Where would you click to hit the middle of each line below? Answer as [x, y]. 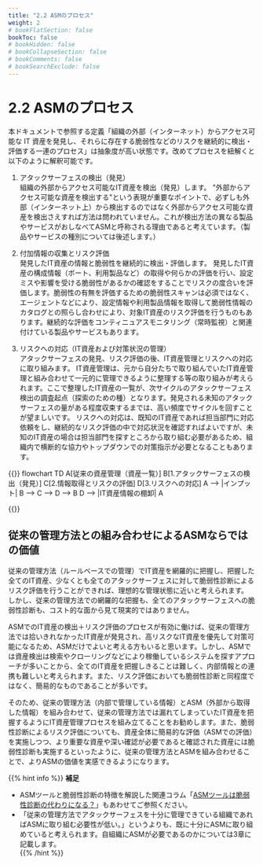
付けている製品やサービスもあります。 [81, 332]
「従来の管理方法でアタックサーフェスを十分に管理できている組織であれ [136, 814]
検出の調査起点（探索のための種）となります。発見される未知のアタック [136, 397]
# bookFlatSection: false [50, 30]
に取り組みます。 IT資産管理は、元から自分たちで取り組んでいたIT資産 [133, 368]
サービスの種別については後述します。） [97, 236]
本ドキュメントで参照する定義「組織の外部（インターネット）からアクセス [128, 131]
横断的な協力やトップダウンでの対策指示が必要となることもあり [144, 447]
